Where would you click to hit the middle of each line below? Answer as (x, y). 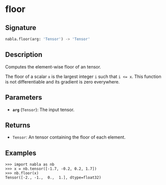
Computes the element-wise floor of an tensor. (53, 66)
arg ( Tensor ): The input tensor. (43, 109)
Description (24, 55)
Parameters (24, 98)
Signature (21, 28)
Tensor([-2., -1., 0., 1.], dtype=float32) (53, 178)
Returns (18, 125)
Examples (21, 153)
